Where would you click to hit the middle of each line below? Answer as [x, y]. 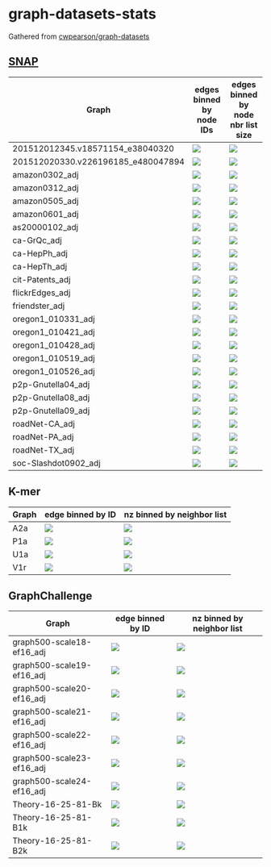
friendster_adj [39, 306]
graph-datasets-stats [82, 14]
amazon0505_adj [46, 201]
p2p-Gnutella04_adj [51, 384]
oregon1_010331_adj [54, 319]
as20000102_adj [46, 227]
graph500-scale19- [52, 665]
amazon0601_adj [46, 214]
